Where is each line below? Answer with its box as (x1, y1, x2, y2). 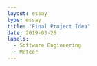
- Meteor (13, 49, 39, 56)
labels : (7, 36, 30, 43)
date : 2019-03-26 (7, 29, 57, 36)
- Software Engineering (13, 42, 81, 49)
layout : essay (7, 10, 48, 17)
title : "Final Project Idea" (7, 23, 91, 30)
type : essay (7, 16, 41, 23)
